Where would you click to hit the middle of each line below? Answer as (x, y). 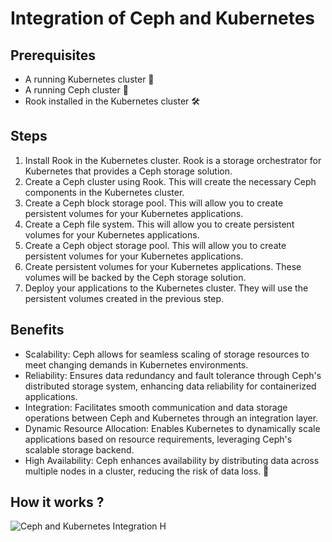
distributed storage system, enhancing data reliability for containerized (170, 386)
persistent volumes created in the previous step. (124, 298)
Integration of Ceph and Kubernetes (163, 18)
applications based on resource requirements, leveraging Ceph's (158, 439)
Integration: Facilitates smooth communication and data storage (156, 407)
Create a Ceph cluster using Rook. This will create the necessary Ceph (170, 181)
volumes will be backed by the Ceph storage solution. (135, 277)
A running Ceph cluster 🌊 (76, 90)
